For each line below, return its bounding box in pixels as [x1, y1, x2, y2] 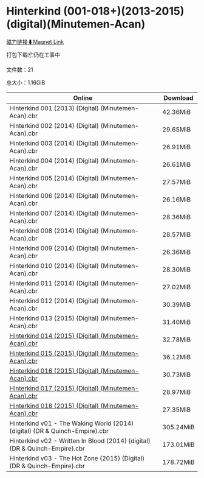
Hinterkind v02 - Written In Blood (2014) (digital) [9, 437, 151, 445]
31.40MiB [162, 318, 191, 326]
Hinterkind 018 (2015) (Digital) [9, 401, 99, 410]
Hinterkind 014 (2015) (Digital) [9, 331, 99, 340]
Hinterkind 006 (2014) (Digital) [9, 191, 99, 200]
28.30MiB [162, 265, 191, 273]
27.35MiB [162, 405, 191, 413]
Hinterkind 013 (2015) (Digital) [9, 314, 99, 322]
